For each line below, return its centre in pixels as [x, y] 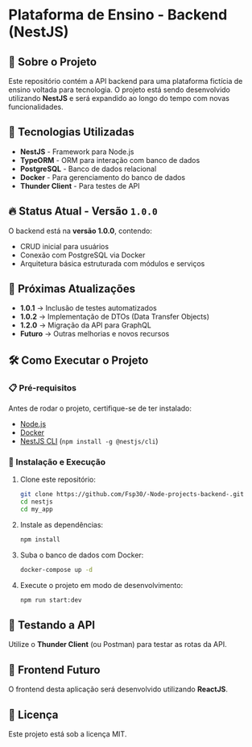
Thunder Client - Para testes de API [80, 186]
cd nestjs [37, 502]
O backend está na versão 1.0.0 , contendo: [81, 231]
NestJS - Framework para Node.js [77, 152]
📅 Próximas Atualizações [72, 289]
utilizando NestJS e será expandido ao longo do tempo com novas [119, 98]
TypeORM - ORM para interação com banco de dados [110, 160]
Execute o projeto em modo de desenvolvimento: [101, 585]
